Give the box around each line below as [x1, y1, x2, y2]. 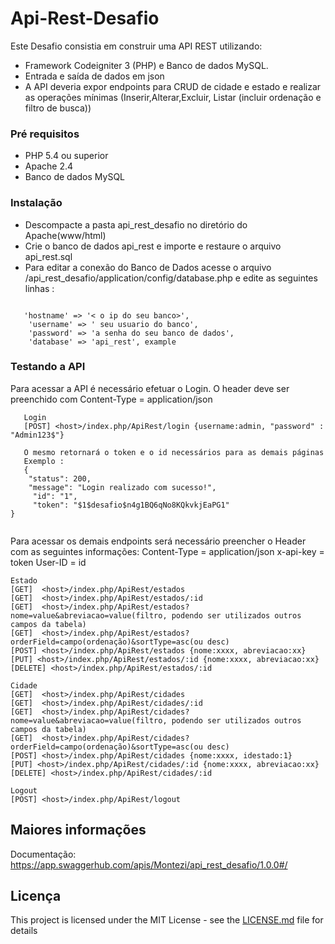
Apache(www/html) [24, 229, 107, 241]
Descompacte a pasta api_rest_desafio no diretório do [24, 218, 248, 231]
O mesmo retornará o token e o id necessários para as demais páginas [23, 447, 325, 457]
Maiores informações [10, 822, 147, 839]
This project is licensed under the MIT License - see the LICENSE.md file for [10, 914, 324, 926]
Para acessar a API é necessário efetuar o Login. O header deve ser [10, 382, 290, 394]
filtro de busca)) [24, 102, 92, 114]
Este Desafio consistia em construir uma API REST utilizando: [10, 40, 263, 52]
